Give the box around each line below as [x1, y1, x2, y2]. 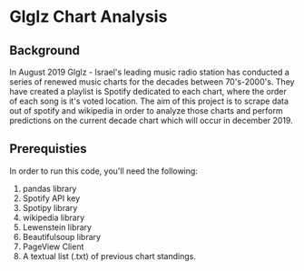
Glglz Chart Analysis [9, 6, 168, 27]
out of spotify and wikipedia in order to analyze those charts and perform [9, 105, 283, 115]
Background [9, 43, 80, 58]
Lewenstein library [22, 221, 93, 233]
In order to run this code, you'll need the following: [9, 166, 198, 176]
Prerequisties [9, 141, 88, 156]
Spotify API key [22, 193, 81, 204]
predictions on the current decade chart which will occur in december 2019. [9, 115, 293, 125]
